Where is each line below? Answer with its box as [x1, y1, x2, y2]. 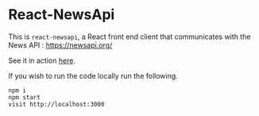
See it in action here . [8, 56, 75, 65]
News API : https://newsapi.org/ [8, 40, 113, 49]
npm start [8, 93, 41, 101]
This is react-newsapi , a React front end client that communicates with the [8, 32, 251, 41]
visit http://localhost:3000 [8, 100, 105, 108]
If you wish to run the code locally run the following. [8, 71, 179, 80]
